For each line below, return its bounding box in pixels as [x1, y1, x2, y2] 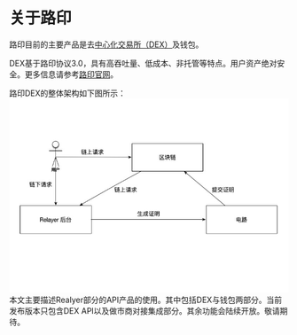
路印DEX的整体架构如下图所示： [9, 88, 127, 98]
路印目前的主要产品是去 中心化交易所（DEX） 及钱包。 [9, 39, 204, 50]
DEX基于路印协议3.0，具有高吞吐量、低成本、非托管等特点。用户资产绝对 [9, 58, 277, 68]
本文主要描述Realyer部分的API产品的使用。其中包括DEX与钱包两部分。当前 [9, 294, 282, 306]
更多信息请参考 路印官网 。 [24, 68, 118, 80]
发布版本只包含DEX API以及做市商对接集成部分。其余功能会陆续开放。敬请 [9, 306, 281, 316]
